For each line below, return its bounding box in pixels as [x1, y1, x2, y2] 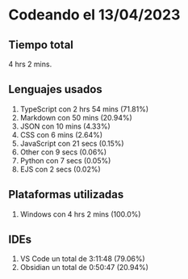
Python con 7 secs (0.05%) [19, 155, 111, 165]
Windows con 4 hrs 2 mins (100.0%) [19, 209, 141, 219]
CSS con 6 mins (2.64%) [19, 129, 103, 139]
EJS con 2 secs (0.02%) [19, 164, 101, 174]
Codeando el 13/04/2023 [8, 6, 181, 24]
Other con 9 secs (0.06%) [19, 147, 107, 157]
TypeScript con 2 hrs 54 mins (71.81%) [19, 104, 149, 114]
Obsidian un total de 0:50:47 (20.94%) [19, 263, 149, 273]
